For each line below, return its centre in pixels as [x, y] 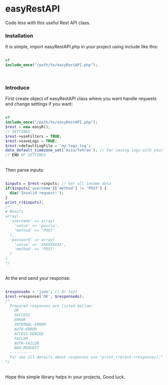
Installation [19, 36]
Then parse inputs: [25, 170]
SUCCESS [22, 315]
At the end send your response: [38, 278]
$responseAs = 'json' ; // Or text [41, 292]
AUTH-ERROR [26, 329]
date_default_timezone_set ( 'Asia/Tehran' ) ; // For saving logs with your [84, 150]
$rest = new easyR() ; [28, 127]
